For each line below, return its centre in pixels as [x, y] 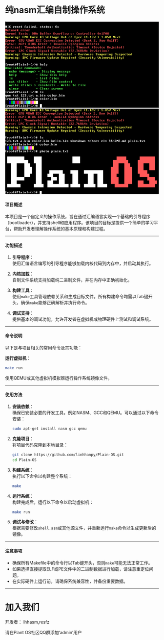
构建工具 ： [23, 290]
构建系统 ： [23, 470]
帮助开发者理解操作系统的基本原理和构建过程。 [61, 229]
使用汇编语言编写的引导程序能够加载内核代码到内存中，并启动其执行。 [83, 263]
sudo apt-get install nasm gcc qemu [49, 429]
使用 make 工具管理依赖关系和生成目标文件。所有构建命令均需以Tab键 [80, 296]
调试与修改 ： [25, 522]
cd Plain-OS [24, 460]
